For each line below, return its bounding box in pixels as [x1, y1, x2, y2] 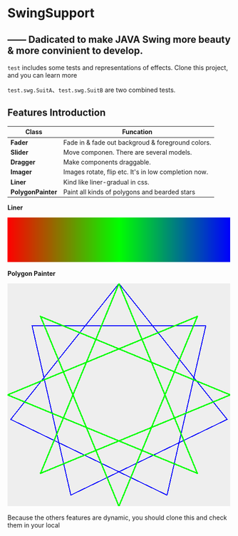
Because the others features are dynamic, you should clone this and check [7, 513, 227, 522]
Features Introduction [7, 107, 106, 119]
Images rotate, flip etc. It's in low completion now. [63, 167, 209, 176]
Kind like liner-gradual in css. [63, 177, 150, 186]
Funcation [122, 128, 153, 136]
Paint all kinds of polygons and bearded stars [63, 187, 196, 196]
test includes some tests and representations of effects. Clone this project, [7, 63, 228, 72]
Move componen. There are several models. [63, 148, 192, 156]
